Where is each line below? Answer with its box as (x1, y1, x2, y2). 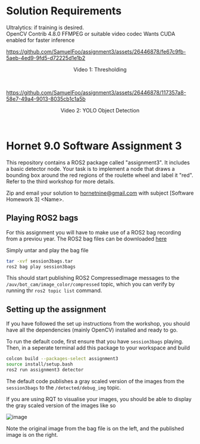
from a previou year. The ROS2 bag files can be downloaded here (6, 235, 167, 242)
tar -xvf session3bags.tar (6, 258, 73, 264)
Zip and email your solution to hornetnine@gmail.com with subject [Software (6, 189, 195, 196)
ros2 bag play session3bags (6, 264, 76, 270)
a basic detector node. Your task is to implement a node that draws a (6, 165, 175, 172)
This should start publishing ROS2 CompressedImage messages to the (6, 274, 180, 282)
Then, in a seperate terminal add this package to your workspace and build (6, 344, 190, 352)
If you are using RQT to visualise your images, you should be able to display (6, 395, 192, 402)
